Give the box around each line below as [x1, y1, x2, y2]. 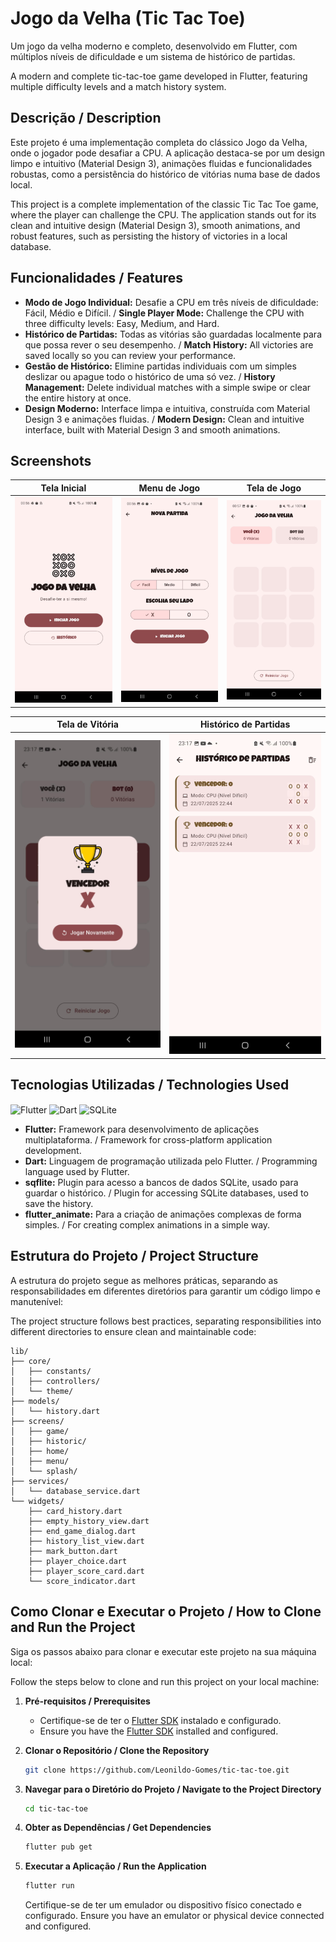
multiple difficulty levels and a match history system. [10, 80, 227, 92]
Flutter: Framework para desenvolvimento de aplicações [24, 1123, 260, 1136]
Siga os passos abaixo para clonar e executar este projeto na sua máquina [10, 1645, 317, 1657]
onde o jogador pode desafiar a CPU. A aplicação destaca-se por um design [10, 147, 325, 159]
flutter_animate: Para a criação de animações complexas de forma [24, 1208, 302, 1221]
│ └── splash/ [10, 1466, 78, 1476]
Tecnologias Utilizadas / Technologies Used [10, 1076, 290, 1093]
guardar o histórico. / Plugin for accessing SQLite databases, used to [24, 1187, 309, 1199]
